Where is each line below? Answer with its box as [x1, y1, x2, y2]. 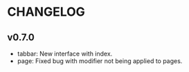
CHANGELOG [7, 4, 85, 20]
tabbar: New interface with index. [17, 49, 113, 58]
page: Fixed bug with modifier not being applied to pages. [17, 57, 183, 65]
